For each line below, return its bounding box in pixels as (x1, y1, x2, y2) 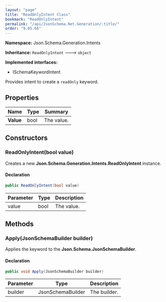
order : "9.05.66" (5, 26, 41, 31)
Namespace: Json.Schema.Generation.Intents (5, 40, 101, 46)
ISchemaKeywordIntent (12, 69, 61, 75)
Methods (5, 220, 34, 229)
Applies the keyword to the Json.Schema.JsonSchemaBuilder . (5, 246, 136, 252)
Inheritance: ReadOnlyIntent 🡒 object (5, 50, 91, 56)
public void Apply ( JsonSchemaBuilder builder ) (5, 269, 104, 274)
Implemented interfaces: (5, 59, 58, 65)
